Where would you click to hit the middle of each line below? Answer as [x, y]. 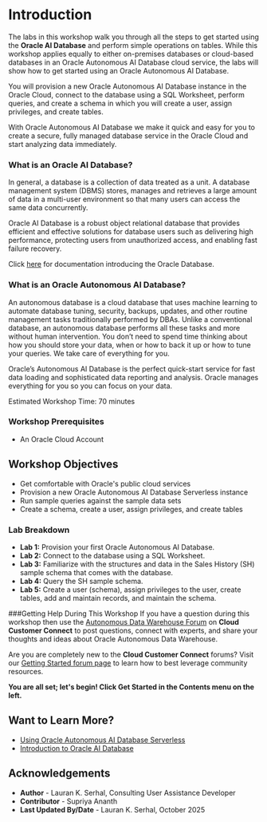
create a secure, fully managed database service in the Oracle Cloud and [128, 135]
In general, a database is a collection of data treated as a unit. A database [129, 182]
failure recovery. [35, 248]
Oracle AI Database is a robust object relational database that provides [124, 223]
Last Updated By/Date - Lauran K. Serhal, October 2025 [112, 809]
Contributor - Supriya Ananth [69, 801]
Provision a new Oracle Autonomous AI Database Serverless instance [134, 492]
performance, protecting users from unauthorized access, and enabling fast [133, 240]
